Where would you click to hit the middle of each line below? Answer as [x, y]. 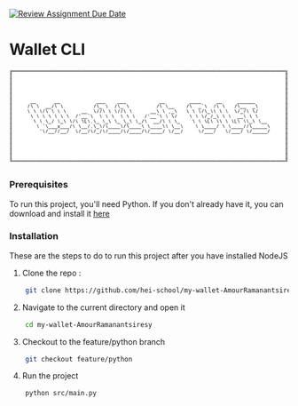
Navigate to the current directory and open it [103, 307]
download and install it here [60, 213]
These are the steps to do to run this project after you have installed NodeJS [149, 255]
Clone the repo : [51, 273]
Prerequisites [39, 185]
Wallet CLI [47, 50]
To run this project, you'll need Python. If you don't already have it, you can [146, 203]
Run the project [50, 376]
